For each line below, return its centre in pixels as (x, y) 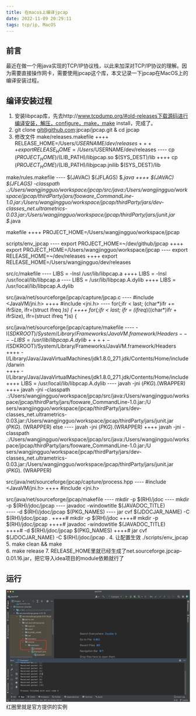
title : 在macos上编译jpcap (37, 12)
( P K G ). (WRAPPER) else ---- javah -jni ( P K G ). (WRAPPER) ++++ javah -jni (94, 427)
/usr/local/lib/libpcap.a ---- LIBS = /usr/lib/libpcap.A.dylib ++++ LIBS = (91, 280)
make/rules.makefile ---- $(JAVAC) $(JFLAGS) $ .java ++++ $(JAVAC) (90, 177)
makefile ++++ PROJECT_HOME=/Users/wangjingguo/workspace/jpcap (93, 232)
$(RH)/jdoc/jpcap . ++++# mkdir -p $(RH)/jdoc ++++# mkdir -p (82, 518)
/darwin (15, 365)
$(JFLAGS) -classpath (33, 184)
